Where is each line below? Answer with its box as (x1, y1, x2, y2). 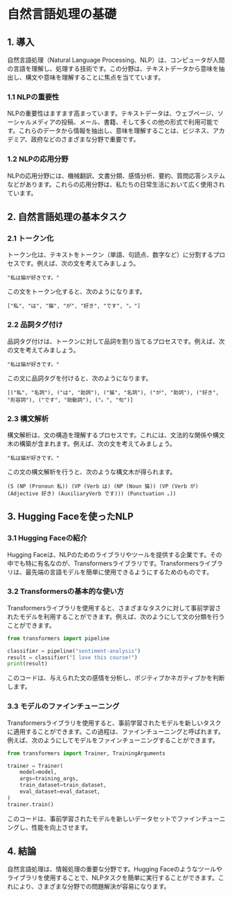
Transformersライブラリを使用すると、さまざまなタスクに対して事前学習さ (7, 604, 222, 612)
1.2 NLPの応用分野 (7, 154, 69, 164)
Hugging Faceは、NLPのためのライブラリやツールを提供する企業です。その (7, 550, 222, 558)
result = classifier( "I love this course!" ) (7, 653, 138, 661)
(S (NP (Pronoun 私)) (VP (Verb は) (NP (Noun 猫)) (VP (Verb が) (7, 483, 199, 490)
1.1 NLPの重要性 (7, 92, 60, 101)
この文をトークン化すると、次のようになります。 (7, 287, 147, 296)
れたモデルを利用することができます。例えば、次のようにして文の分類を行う (7, 612, 225, 621)
